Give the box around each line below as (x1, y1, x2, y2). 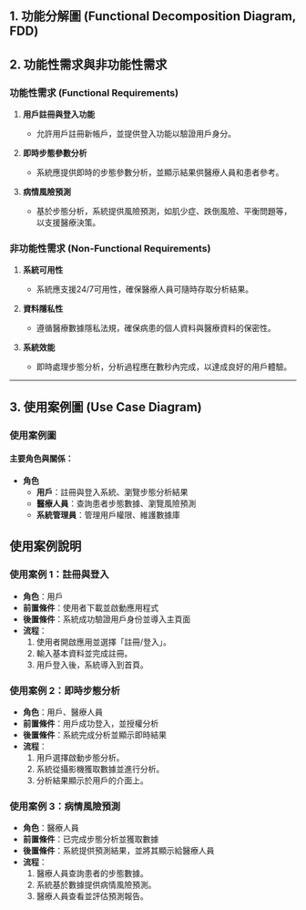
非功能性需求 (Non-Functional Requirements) (9, 243, 211, 254)
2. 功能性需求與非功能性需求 (9, 57, 168, 72)
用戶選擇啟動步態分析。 (36, 751, 125, 763)
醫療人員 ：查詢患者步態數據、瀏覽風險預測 (36, 498, 197, 509)
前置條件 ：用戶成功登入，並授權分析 (22, 718, 159, 729)
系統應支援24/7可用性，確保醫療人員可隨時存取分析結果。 (36, 284, 253, 295)
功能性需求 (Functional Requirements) (9, 86, 179, 98)
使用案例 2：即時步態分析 (9, 684, 121, 697)
